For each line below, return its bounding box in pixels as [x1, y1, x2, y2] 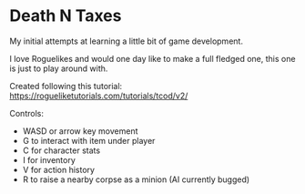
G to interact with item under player [22, 135, 156, 146]
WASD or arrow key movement [22, 125, 138, 137]
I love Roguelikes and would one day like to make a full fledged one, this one [9, 53, 296, 64]
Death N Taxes [9, 5, 122, 26]
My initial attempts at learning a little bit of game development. [9, 36, 244, 46]
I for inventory [22, 154, 76, 165]
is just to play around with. [9, 63, 108, 74]
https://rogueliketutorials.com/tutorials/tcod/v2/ [9, 90, 188, 101]
